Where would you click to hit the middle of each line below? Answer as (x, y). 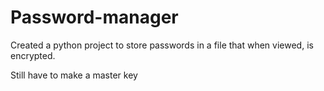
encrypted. (33, 55)
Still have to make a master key (74, 75)
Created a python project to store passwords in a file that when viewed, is (162, 45)
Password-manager (94, 17)
